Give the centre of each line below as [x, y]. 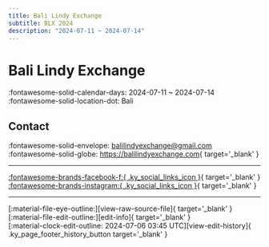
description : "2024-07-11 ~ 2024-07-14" [77, 30]
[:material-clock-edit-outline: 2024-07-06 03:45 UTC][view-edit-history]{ [130, 226]
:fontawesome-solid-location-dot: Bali [71, 101]
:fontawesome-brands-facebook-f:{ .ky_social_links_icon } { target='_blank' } [134, 177]
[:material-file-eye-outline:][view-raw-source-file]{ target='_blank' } [120, 209]
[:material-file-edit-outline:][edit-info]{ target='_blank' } [99, 217]
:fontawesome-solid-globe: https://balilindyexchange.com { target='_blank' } [134, 154]
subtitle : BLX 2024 [41, 23]
